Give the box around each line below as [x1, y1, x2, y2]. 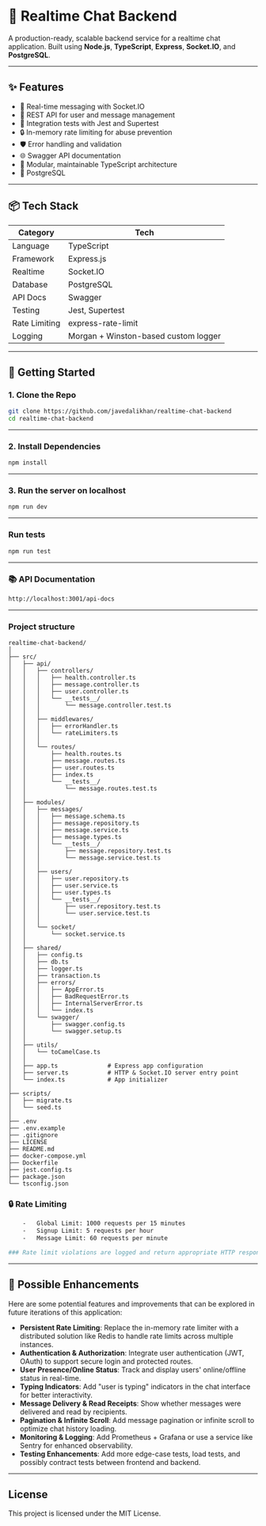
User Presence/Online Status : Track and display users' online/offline [19, 1364, 246, 1374]
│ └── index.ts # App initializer [8, 1075, 169, 1084]
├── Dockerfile [8, 1158, 59, 1167]
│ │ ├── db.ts [8, 958, 69, 966]
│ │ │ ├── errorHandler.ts [8, 722, 119, 730]
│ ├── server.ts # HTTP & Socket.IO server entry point [8, 1069, 239, 1077]
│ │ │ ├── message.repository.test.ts [8, 847, 172, 855]
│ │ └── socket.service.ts [8, 930, 126, 938]
